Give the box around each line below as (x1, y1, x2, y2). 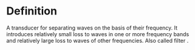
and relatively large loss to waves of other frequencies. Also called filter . (6, 37, 189, 44)
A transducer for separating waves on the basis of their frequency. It (6, 24, 178, 31)
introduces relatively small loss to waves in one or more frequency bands (6, 30, 190, 37)
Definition (6, 4, 58, 18)
